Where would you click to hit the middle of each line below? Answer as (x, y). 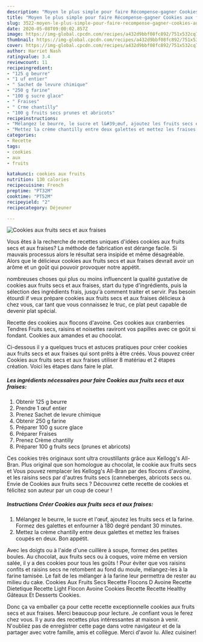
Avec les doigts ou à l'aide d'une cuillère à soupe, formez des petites (92, 550)
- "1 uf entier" (27, 79)
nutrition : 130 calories (38, 180)
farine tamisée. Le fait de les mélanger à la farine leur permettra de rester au (101, 576)
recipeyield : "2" (29, 202)
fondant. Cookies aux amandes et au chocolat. (64, 336)
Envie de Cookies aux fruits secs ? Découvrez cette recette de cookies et (98, 484)
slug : (14, 23)
